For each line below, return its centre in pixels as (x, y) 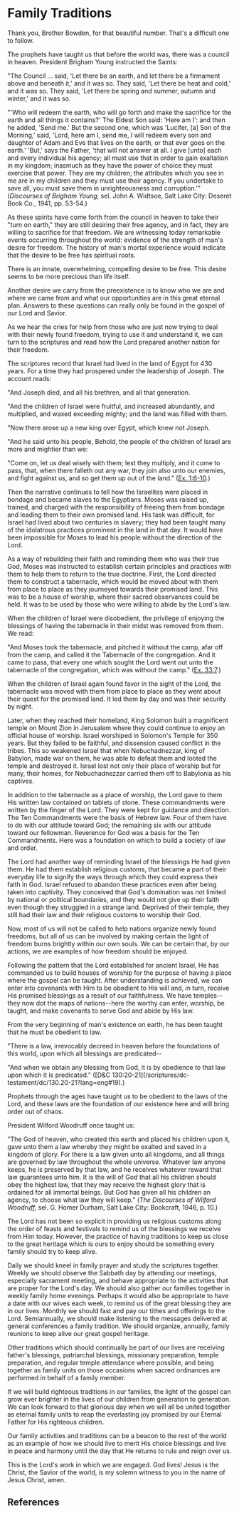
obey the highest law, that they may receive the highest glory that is (107, 1184)
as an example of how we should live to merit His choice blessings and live (117, 1443)
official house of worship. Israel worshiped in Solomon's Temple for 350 (113, 735)
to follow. (21, 40)
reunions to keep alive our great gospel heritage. (79, 1333)
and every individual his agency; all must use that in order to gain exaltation (118, 158)
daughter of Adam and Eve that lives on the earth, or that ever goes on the (116, 142)
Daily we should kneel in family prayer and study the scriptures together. (114, 1265)
